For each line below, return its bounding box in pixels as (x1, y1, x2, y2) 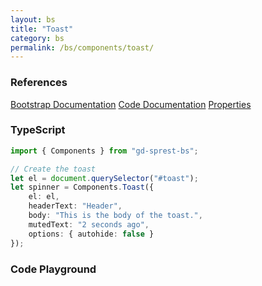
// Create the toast (10, 164, 97, 174)
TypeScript (10, 123, 66, 137)
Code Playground (10, 262, 97, 276)
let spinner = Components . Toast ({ (10, 182, 155, 193)
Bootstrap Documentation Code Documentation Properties (10, 98, 252, 110)
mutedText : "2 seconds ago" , (28, 219, 150, 230)
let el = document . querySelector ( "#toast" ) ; (10, 173, 199, 183)
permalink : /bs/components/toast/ (10, 42, 155, 53)
